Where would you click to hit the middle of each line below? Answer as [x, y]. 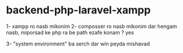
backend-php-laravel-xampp [78, 10]
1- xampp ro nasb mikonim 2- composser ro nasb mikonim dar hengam [92, 26]
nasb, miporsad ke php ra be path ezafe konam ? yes [70, 32]
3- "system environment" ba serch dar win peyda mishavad [78, 44]
